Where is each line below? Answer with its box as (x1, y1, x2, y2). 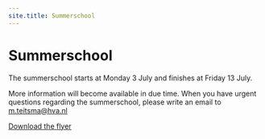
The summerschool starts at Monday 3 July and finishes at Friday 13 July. (8, 73, 253, 83)
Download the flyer (8, 121, 72, 131)
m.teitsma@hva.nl (8, 105, 68, 115)
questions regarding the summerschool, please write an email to (8, 97, 222, 107)
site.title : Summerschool (8, 11, 95, 20)
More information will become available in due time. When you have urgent (8, 88, 257, 98)
